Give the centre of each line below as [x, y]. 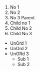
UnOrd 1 [18, 43]
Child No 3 [21, 34]
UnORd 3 [19, 54]
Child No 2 [21, 28]
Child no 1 [20, 23]
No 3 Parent [22, 18]
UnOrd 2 [19, 48]
